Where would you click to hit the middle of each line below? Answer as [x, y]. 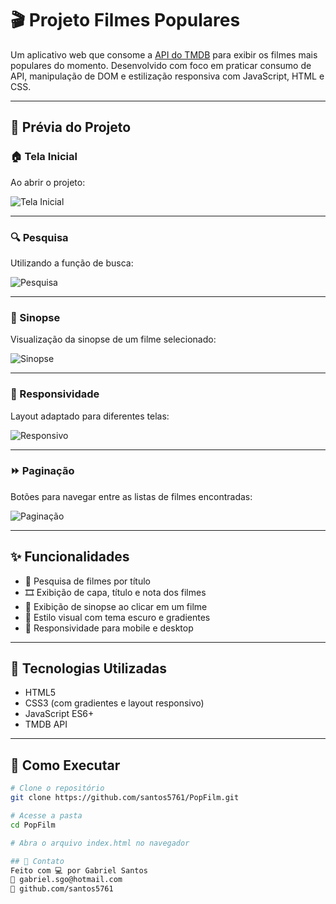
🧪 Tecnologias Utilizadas [88, 668]
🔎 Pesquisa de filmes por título [87, 581]
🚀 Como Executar [65, 765]
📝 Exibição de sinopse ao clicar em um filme [116, 606]
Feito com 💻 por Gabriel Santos [79, 870]
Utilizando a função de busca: [72, 263]
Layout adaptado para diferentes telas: [90, 416]
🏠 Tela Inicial [44, 157]
